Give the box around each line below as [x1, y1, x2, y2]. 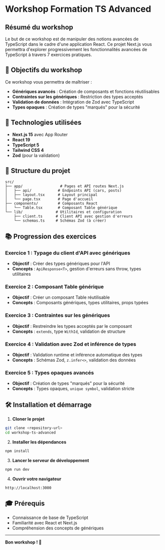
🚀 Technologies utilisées [5, 118, 82, 127]
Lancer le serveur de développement [12, 457, 89, 463]
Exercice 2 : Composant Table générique [5, 284, 104, 290]
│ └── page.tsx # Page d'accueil [5, 197, 93, 202]
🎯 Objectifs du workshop [5, 66, 82, 74]
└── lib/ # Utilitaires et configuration [5, 210, 122, 215]
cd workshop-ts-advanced [5, 430, 56, 435]
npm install [5, 448, 29, 453]
